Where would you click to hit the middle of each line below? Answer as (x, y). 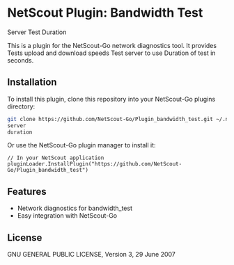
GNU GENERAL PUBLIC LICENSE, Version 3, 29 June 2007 (92, 254)
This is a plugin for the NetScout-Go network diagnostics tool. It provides (112, 45)
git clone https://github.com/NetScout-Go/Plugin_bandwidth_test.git (110, 119)
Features (27, 192)
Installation (32, 82)
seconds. (21, 60)
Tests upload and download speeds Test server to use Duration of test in (111, 53)
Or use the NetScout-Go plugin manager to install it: (81, 145)
